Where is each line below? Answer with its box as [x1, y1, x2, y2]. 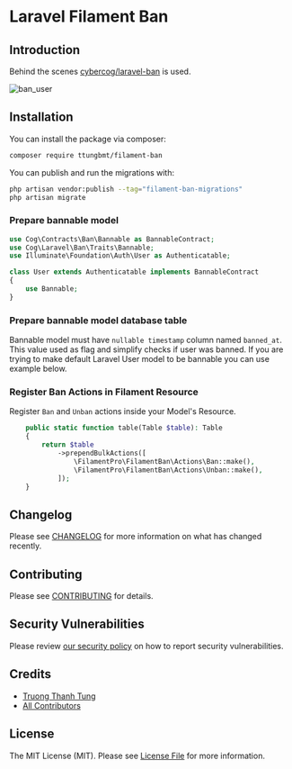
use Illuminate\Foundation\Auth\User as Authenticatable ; [9, 251, 231, 260]
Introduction [9, 42, 81, 58]
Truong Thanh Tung [22, 691, 96, 701]
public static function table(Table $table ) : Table [25, 423, 223, 433]
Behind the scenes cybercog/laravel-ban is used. [9, 66, 191, 77]
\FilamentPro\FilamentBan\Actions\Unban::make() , [73, 466, 263, 475]
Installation [9, 110, 74, 125]
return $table [41, 440, 94, 449]
